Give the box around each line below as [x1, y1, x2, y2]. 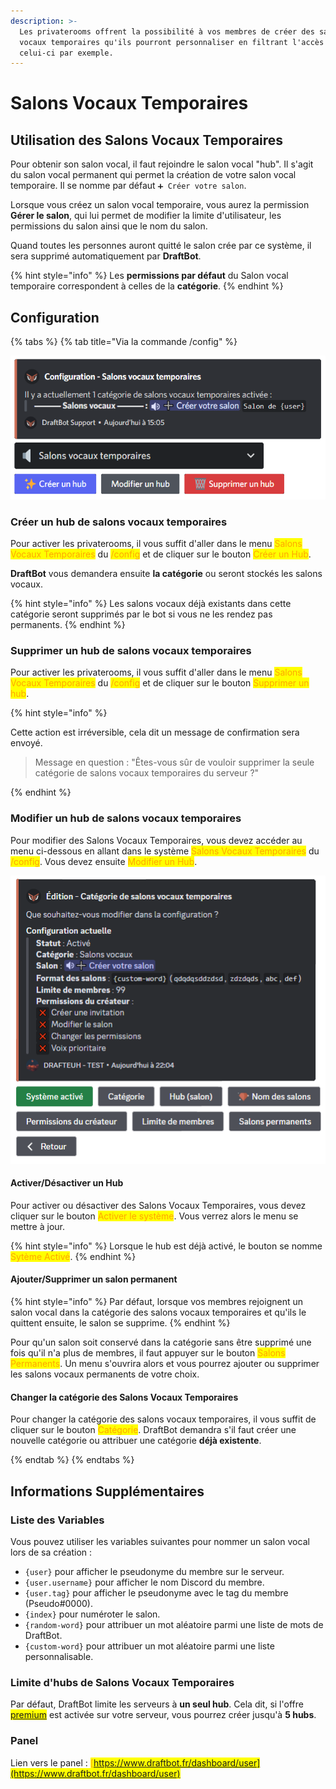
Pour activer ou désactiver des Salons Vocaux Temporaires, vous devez [10, 1199, 307, 1211]
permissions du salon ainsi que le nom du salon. [10, 220, 208, 232]
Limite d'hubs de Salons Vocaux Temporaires [10, 1675, 235, 1689]
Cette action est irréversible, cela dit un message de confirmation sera [10, 726, 300, 739]
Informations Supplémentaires [10, 1483, 205, 1500]
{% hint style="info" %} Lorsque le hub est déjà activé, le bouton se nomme [10, 1240, 323, 1252]
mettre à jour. [10, 1220, 66, 1232]
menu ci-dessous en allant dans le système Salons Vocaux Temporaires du [10, 845, 320, 857]
